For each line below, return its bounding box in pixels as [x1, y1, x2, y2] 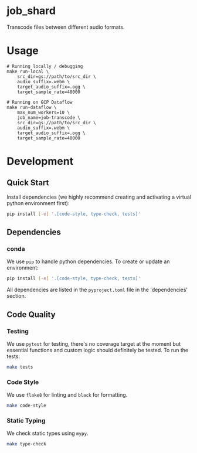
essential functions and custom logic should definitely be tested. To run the [6, 347, 189, 353]
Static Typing [6, 416, 46, 424]
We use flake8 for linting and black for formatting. [6, 391, 128, 398]
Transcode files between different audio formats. [6, 23, 125, 30]
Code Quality [6, 309, 56, 319]
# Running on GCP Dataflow [6, 99, 73, 105]
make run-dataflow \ [6, 104, 57, 110]
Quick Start [6, 178, 49, 188]
